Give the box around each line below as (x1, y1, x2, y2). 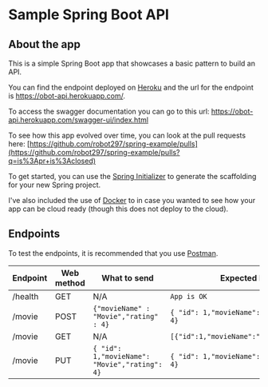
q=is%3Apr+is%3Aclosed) (8, 156, 97, 166)
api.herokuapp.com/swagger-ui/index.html (8, 115, 149, 125)
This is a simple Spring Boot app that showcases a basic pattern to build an (8, 58, 255, 68)
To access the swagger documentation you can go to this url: (8, 106, 210, 116)
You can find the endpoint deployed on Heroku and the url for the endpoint (8, 82, 254, 92)
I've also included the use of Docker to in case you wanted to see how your (8, 196, 256, 205)
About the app (8, 38, 81, 51)
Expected (220, 272, 258, 283)
